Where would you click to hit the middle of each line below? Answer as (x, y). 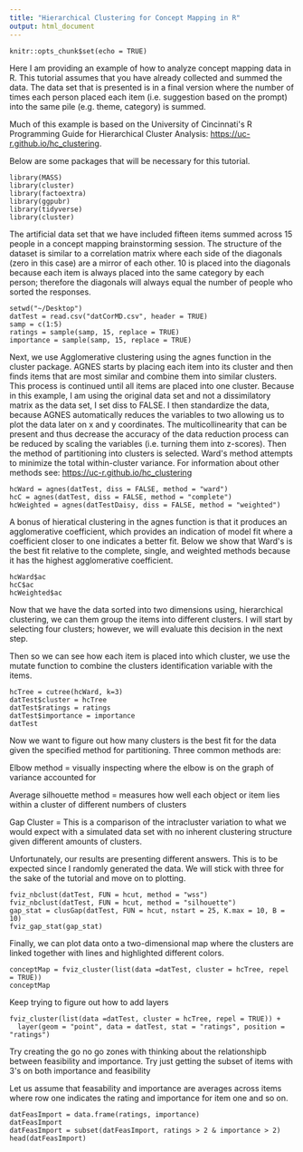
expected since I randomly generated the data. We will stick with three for (147, 868)
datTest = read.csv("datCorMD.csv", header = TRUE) (109, 316)
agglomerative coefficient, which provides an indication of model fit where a (151, 531)
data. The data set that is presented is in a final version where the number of (151, 87)
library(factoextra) (48, 193)
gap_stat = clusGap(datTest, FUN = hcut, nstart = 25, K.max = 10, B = (147, 910)
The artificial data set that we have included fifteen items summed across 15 (151, 234)
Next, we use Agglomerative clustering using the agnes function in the (140, 357)
